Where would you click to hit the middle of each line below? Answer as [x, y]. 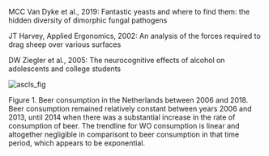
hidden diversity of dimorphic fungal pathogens [88, 20]
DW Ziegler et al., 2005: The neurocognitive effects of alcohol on [117, 60]
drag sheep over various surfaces [65, 44]
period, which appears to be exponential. [77, 143]
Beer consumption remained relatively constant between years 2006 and [130, 109]
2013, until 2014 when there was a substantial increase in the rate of [122, 117]
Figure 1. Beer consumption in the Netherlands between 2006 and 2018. [128, 100]
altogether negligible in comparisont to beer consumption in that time [124, 134]
